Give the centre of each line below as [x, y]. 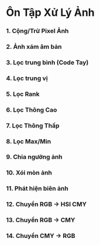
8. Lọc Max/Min [29, 141]
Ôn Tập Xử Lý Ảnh [50, 13]
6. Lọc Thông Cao [32, 110]
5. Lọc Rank [23, 94]
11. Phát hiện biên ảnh [37, 189]
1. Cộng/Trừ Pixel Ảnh [37, 31]
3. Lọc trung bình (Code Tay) [47, 62]
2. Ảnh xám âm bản [34, 47]
